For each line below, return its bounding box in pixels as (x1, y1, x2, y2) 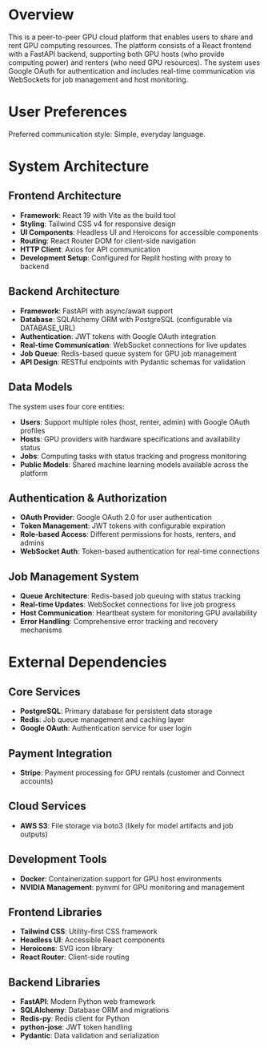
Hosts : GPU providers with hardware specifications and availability (19, 434, 241, 444)
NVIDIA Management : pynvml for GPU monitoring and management (19, 882, 246, 892)
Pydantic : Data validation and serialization (19, 1031, 160, 1041)
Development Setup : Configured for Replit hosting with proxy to (19, 252, 232, 262)
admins (19, 538, 45, 548)
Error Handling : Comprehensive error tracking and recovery (19, 617, 218, 627)
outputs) (19, 829, 48, 839)
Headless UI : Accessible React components (19, 935, 166, 945)
